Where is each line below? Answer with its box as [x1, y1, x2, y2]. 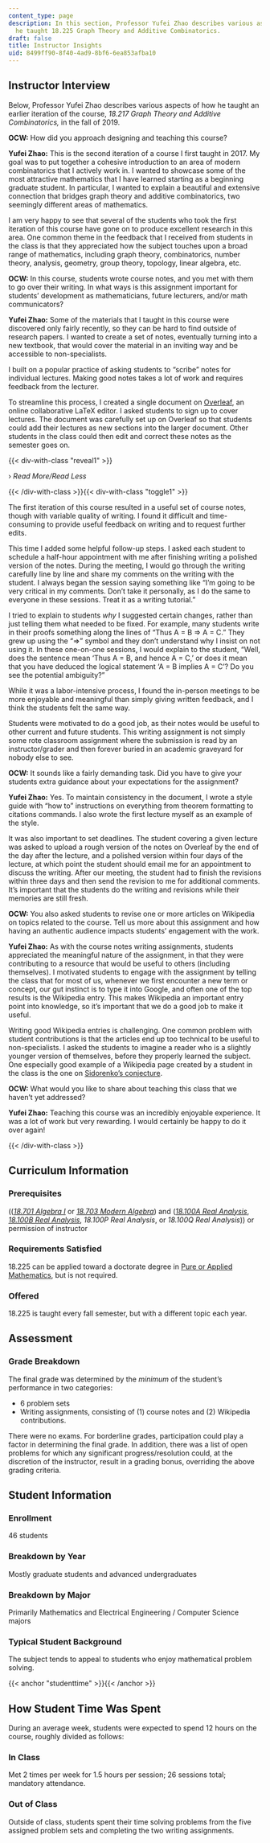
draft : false [8, 34, 52, 43]
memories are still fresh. [8, 893, 88, 903]
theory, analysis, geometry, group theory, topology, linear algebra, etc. [8, 258, 242, 268]
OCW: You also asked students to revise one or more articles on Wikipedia [8, 909, 256, 918]
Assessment [8, 1332, 73, 1345]
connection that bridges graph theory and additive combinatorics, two [8, 191, 240, 201]
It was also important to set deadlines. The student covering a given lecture [8, 833, 259, 843]
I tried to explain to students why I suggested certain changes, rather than [8, 610, 253, 620]
